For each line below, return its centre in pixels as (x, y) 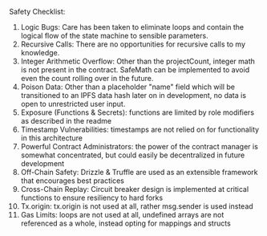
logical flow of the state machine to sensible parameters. (114, 36)
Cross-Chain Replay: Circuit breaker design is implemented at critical (135, 189)
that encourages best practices (73, 181)
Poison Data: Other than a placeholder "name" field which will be (128, 87)
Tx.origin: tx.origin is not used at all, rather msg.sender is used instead (137, 206)
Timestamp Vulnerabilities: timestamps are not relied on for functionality (140, 129)
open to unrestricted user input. (73, 104)
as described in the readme (66, 121)
